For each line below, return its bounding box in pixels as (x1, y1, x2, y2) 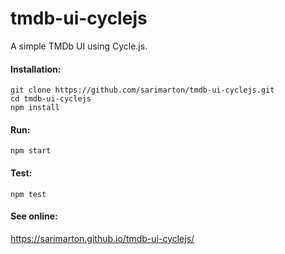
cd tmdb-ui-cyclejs (10, 94, 92, 104)
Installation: (10, 63, 62, 75)
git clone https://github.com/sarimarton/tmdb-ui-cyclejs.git (10, 85, 275, 96)
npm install (10, 103, 60, 113)
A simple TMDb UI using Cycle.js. (10, 40, 148, 52)
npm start (10, 146, 52, 156)
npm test (10, 189, 47, 199)
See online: (10, 210, 58, 222)
